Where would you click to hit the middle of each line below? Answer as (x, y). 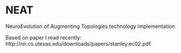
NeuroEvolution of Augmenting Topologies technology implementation (90, 26)
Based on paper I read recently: (44, 37)
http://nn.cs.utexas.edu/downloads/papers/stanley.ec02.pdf (78, 44)
